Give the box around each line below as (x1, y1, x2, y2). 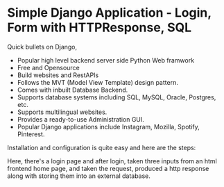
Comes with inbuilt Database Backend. (17, 86, 128, 94)
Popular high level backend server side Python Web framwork (17, 56, 195, 64)
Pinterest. (17, 130, 45, 138)
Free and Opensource (17, 63, 80, 72)
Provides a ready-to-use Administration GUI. (17, 115, 144, 123)
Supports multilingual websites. (17, 108, 107, 116)
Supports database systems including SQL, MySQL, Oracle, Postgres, (17, 92, 216, 101)
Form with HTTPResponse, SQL (7, 19, 192, 35)
